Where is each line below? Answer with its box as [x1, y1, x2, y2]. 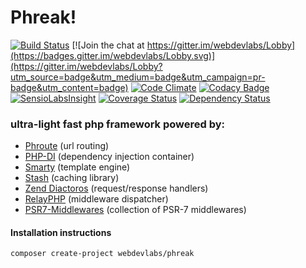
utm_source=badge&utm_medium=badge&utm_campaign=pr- [10, 71, 266, 83]
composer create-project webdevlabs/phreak [10, 249, 195, 259]
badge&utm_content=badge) [10, 81, 129, 93]
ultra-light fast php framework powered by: [10, 117, 226, 131]
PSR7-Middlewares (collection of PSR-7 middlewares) [24, 204, 247, 216]
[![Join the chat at [71, 39, 145, 51]
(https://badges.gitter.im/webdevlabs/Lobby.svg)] [10, 49, 216, 61]
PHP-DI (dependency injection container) [24, 151, 195, 163]
